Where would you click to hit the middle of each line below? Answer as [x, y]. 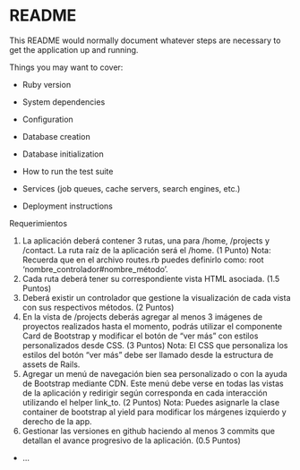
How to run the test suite [68, 171]
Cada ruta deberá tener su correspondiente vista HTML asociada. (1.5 [151, 278]
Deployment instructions [68, 206]
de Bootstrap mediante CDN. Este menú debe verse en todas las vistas [153, 383]
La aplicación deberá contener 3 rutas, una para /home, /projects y [146, 240]
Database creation [56, 136]
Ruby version [47, 84]
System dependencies [64, 102]
